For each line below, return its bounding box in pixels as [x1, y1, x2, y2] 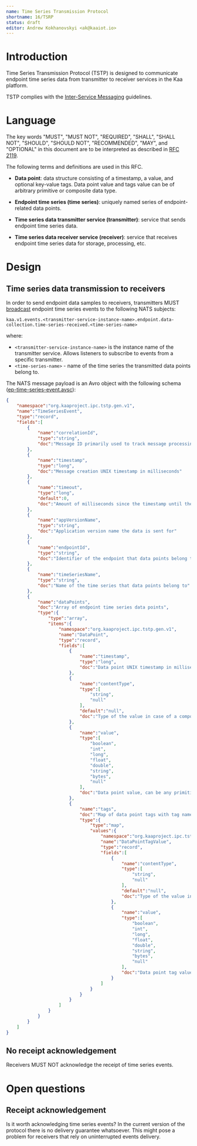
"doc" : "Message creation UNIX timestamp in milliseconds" [37, 468, 182, 474]
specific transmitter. [14, 356, 63, 363]
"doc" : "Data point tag [121, 970, 177, 975]
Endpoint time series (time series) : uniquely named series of [14, 199, 163, 206]
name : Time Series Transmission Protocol [6, 8, 109, 15]
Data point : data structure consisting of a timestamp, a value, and [14, 175, 174, 182]
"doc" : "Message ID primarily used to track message [37, 441, 167, 447]
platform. [6, 82, 28, 89]
